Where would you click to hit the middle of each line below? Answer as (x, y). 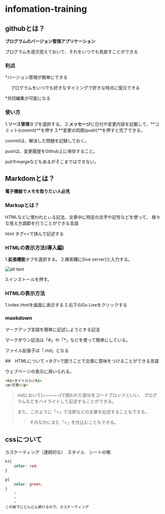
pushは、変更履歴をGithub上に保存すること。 (51, 151)
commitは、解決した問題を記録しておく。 (47, 140)
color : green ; (28, 484)
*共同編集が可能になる (28, 98)
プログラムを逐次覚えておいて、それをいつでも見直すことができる (72, 52)
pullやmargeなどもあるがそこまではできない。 (52, 162)
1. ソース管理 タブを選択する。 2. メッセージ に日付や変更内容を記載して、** (80, 124)
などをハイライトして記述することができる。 (71, 401)
